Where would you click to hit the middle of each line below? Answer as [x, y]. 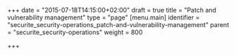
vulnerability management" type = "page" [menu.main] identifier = [104, 17]
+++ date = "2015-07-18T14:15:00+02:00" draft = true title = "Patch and [112, 10]
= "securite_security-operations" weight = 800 [75, 32]
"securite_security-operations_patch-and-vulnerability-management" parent [118, 25]
